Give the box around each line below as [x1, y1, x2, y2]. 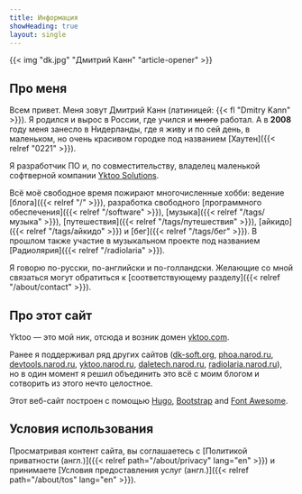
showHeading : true [9, 22, 78, 31]
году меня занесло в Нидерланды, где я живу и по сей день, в [9, 123, 251, 135]
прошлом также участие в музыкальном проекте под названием [9, 235, 261, 246]
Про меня [9, 80, 68, 96]
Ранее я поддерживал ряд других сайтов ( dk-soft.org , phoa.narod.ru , [9, 349, 274, 360]
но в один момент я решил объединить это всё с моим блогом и [9, 369, 260, 379]
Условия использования [9, 421, 154, 437]
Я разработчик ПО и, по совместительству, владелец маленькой [9, 160, 261, 171]
